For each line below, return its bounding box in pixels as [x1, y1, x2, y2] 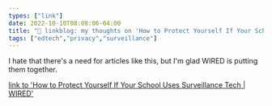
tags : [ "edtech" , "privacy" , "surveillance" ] [8, 34, 158, 43]
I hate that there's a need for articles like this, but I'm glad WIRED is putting [8, 56, 258, 66]
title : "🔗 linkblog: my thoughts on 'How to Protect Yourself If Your [8, 26, 252, 35]
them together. [8, 65, 58, 75]
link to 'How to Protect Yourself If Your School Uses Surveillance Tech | [8, 80, 246, 90]
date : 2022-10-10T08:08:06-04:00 [8, 19, 121, 27]
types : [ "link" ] [8, 11, 63, 20]
